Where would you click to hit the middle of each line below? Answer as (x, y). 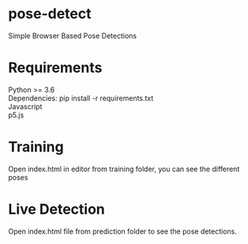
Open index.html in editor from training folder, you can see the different (124, 169)
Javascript (25, 106)
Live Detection (56, 209)
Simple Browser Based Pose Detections (72, 36)
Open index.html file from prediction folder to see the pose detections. (122, 231)
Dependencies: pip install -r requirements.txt (81, 98)
